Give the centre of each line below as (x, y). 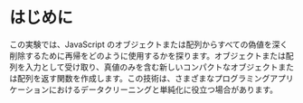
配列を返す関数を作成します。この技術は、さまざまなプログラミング (143, 78)
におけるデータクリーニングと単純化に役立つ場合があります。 (163, 89)
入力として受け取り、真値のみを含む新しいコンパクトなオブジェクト (151, 67)
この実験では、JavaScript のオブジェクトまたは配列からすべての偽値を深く (149, 44)
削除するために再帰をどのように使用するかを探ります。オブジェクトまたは (148, 55)
